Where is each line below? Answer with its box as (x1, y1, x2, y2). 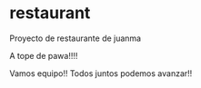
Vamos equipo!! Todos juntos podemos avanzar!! (9, 67, 193, 79)
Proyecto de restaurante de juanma (9, 33, 142, 44)
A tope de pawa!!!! (9, 50, 78, 61)
